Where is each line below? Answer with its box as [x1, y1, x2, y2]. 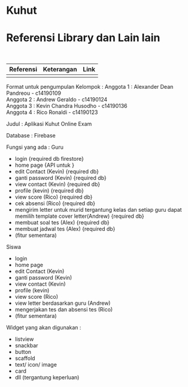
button [14, 349, 32, 356]
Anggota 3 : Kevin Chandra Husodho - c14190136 [6, 103, 128, 110]
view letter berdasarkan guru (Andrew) [14, 299, 111, 307]
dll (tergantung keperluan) [14, 374, 80, 381]
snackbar [14, 342, 38, 349]
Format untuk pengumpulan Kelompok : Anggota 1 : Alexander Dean [6, 83, 174, 91]
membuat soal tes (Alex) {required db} [14, 219, 110, 226]
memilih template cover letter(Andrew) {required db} [14, 212, 145, 220]
